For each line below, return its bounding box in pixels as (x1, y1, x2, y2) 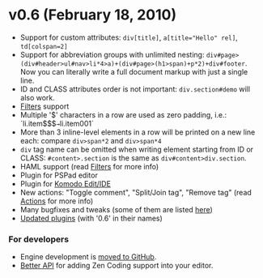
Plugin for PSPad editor (19, 170, 99, 180)
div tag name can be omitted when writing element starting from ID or (19, 144, 253, 154)
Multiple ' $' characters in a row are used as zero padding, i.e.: (19, 109, 227, 119)
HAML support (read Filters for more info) (19, 161, 159, 171)
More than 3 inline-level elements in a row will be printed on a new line (19, 127, 256, 137)
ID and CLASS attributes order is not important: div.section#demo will (19, 83, 251, 94)
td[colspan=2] (19, 42, 68, 50)
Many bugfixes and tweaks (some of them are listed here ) (19, 204, 213, 214)
